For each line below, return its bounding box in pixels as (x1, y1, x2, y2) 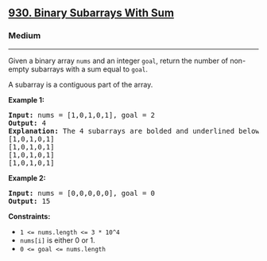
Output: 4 (8, 119, 46, 127)
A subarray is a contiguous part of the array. (8, 80, 153, 89)
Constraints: (8, 211, 51, 221)
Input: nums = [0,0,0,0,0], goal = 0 (8, 189, 156, 197)
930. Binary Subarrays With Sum (8, 6, 175, 20)
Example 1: (8, 95, 45, 104)
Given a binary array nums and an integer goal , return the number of (8, 56, 229, 65)
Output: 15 (8, 197, 51, 205)
